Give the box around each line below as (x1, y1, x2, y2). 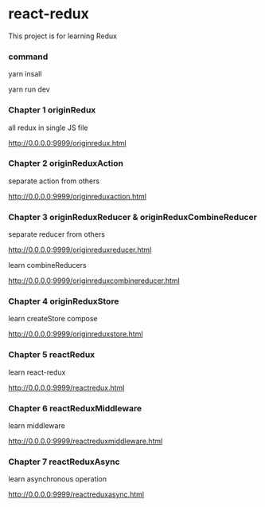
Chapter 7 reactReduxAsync (8, 456, 121, 467)
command (8, 51, 49, 62)
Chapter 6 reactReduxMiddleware (8, 403, 142, 414)
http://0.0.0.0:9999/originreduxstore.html (8, 329, 143, 339)
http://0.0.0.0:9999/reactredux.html (8, 383, 125, 392)
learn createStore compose (8, 314, 98, 324)
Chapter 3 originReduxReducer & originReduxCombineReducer (8, 211, 257, 222)
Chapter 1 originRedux (8, 104, 96, 116)
